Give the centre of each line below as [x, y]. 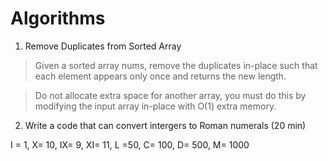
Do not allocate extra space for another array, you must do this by [170, 95]
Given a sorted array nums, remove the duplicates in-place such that [176, 65]
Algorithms [58, 18]
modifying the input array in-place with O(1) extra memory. [155, 106]
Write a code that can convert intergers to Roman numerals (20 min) [165, 125]
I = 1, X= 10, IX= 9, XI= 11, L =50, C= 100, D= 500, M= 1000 [130, 144]
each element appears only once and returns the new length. [160, 76]
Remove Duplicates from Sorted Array [103, 46]
